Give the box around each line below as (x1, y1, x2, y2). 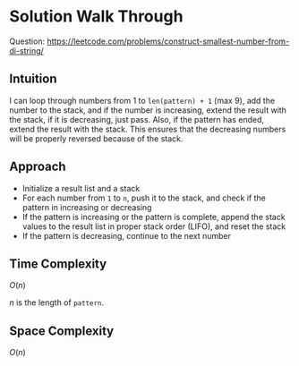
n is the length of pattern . (9, 297, 105, 308)
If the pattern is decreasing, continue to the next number (21, 230, 231, 241)
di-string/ (9, 45, 45, 55)
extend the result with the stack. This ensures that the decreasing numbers (9, 123, 286, 134)
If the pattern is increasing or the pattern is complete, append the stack (21, 211, 286, 222)
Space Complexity (9, 323, 115, 338)
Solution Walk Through (9, 6, 184, 27)
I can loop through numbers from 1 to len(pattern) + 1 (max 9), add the (9, 95, 276, 106)
